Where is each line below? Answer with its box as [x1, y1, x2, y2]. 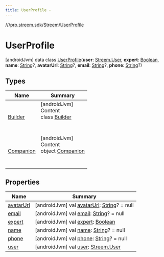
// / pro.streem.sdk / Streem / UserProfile [5, 22, 84, 28]
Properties [5, 177, 40, 186]
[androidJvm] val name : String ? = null [35, 227, 125, 234]
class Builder [40, 113, 72, 121]
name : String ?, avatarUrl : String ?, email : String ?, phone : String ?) [5, 62, 142, 68]
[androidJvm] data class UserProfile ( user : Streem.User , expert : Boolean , [5, 56, 159, 63]
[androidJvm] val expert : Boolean [35, 219, 115, 226]
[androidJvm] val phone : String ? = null [35, 235, 127, 242]
